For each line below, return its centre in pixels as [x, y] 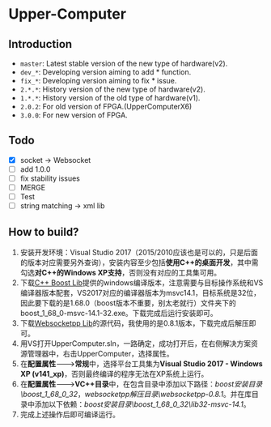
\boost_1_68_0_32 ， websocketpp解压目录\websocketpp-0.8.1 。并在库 [136, 394]
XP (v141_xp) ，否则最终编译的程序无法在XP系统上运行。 [114, 374]
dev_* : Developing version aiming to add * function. [106, 72]
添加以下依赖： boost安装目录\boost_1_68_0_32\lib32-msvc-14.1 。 [142, 404]
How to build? [44, 232]
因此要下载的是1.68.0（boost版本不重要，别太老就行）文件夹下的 [128, 303]
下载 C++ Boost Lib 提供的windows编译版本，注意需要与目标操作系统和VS [142, 283]
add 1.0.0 [35, 169]
